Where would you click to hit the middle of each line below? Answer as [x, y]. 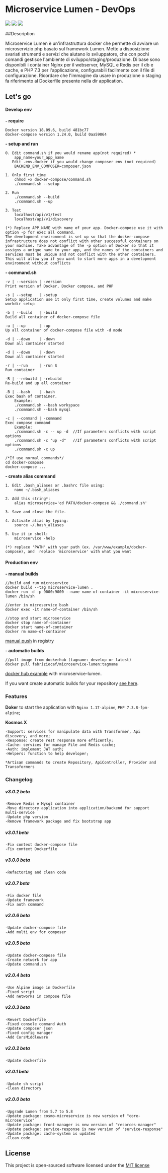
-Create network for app [31, 960]
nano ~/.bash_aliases [37, 490]
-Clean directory [23, 1088]
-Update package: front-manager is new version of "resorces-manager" [81, 1125]
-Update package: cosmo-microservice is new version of [65, 1116]
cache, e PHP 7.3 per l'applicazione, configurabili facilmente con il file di [80, 70]
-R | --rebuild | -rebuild [33, 379]
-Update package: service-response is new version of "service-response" [84, 1129]
